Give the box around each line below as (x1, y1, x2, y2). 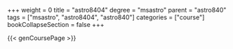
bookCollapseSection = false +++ (7, 21, 105, 28)
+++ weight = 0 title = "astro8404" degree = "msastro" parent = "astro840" (7, 6, 227, 14)
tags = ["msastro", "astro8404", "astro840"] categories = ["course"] (7, 13, 205, 21)
